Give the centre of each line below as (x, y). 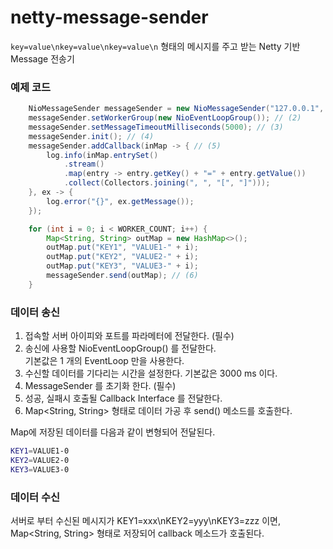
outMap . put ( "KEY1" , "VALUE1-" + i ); (122, 247)
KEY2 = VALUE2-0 (40, 461)
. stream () (84, 164)
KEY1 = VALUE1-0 (40, 451)
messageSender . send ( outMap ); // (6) (122, 276)
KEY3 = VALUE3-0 (40, 469)
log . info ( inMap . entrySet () (102, 155)
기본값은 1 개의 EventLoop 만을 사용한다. (104, 361)
